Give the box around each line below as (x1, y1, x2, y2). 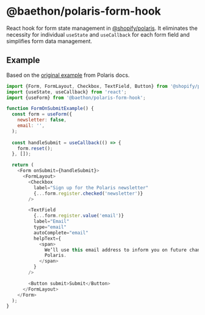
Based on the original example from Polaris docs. (6, 71, 130, 79)
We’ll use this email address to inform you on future (45, 247, 187, 253)
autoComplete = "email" (33, 230, 88, 236)
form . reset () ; (17, 145, 53, 151)
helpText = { (33, 235, 62, 242)
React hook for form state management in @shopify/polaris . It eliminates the (6, 24, 198, 32)
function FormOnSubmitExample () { (6, 106, 95, 112)
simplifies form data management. (6, 37, 93, 45)
